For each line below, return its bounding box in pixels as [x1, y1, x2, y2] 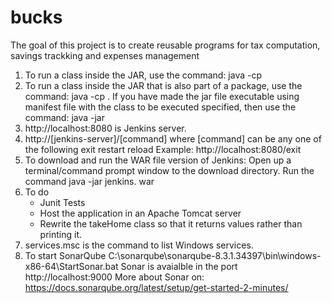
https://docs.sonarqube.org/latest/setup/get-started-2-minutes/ [24, 281, 289, 293]
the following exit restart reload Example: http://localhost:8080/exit [24, 143, 302, 155]
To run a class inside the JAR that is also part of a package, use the [24, 79, 303, 91]
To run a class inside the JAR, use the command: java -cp [24, 69, 263, 81]
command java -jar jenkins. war [24, 175, 155, 187]
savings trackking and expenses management [10, 49, 200, 61]
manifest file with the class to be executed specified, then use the [24, 101, 297, 113]
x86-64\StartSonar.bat [24, 260, 119, 272]
